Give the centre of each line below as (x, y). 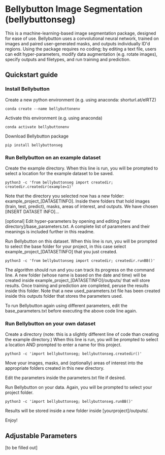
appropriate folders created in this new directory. (55, 368)
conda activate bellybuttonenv (37, 127)
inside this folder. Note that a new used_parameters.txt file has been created (83, 291)
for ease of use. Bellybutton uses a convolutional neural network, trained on (82, 38)
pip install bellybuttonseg (34, 145)
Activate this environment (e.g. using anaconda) (54, 118)
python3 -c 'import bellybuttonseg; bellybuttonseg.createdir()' (73, 354)
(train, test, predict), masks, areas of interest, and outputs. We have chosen (82, 206)
